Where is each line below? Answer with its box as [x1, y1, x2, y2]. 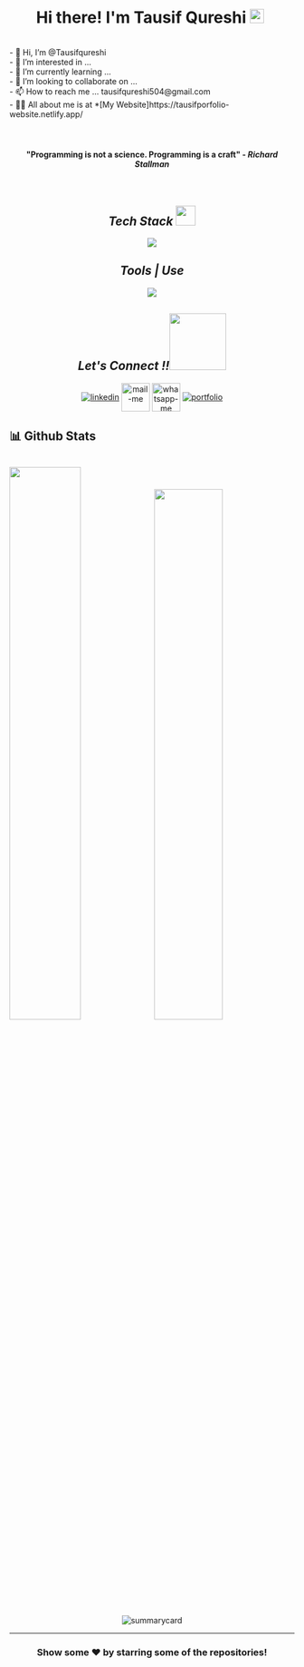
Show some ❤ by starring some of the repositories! [36, 1646, 268, 1659]
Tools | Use [119, 263, 185, 278]
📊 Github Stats [9, 428, 97, 444]
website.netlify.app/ [9, 108, 83, 120]
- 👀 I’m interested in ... [9, 56, 92, 67]
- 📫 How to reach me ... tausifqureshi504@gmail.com [9, 85, 211, 97]
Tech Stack [108, 213, 174, 229]
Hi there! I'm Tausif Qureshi [35, 7, 247, 28]
